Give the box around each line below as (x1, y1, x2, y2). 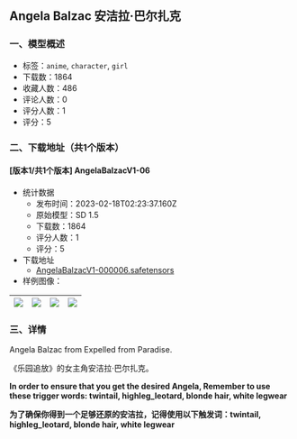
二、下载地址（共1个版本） (9, 141, 124, 153)
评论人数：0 (22, 94, 67, 105)
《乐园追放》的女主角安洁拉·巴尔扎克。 (9, 363, 155, 374)
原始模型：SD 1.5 (35, 209, 99, 220)
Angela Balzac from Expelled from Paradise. (9, 344, 173, 355)
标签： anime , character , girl (22, 59, 129, 70)
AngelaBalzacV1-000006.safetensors (35, 264, 175, 275)
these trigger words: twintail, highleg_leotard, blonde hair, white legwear (9, 390, 288, 401)
